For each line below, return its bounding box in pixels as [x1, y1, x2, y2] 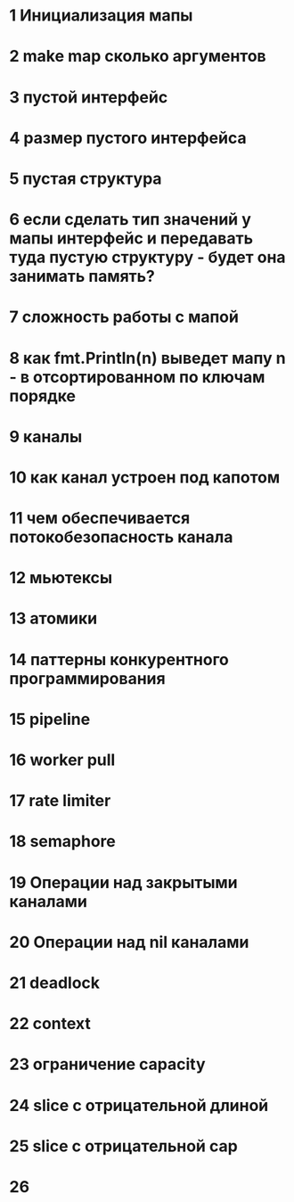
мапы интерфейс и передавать [9, 228, 254, 249]
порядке [9, 385, 77, 406]
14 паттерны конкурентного [9, 649, 230, 670]
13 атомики [9, 608, 98, 629]
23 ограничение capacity [9, 1054, 207, 1074]
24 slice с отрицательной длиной [9, 1095, 269, 1116]
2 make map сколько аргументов [9, 46, 266, 67]
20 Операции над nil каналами [9, 932, 249, 952]
